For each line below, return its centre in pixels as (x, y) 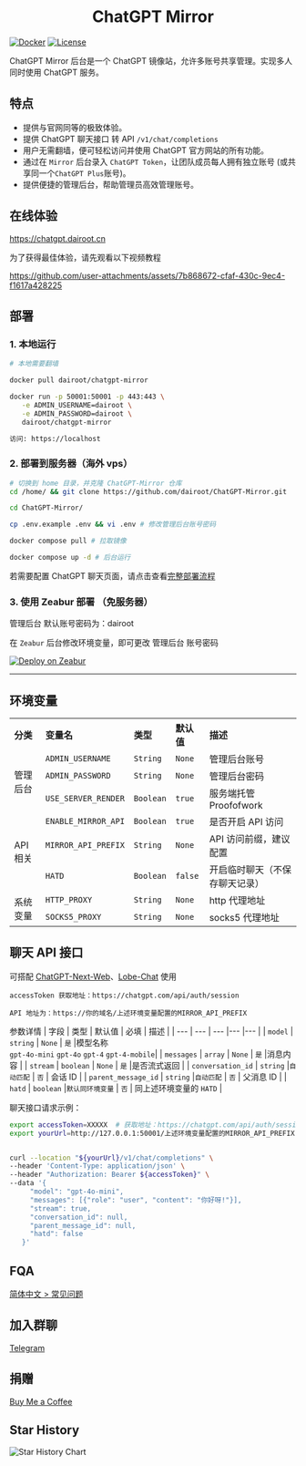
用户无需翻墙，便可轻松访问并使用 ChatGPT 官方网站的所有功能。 (146, 150)
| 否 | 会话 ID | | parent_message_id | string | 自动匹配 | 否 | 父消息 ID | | (159, 1077)
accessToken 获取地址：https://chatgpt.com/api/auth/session (124, 996)
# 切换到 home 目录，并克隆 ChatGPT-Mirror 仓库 (96, 483)
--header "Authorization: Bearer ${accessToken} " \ (109, 1175)
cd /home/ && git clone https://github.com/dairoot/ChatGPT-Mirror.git (148, 491)
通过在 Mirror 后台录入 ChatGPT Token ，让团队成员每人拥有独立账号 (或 (155, 161)
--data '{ (28, 1183)
